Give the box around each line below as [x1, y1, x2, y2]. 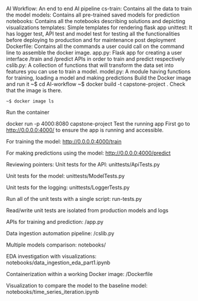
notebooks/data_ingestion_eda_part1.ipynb [6, 259, 111, 266]
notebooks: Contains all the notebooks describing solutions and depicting [6, 18, 186, 24]
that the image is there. [6, 87, 63, 94]
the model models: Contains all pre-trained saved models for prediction [6, 11, 180, 18]
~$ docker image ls [6, 98, 54, 104]
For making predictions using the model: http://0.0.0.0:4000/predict [6, 149, 171, 156]
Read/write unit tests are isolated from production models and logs [6, 207, 168, 214]
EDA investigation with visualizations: [6, 253, 97, 260]
